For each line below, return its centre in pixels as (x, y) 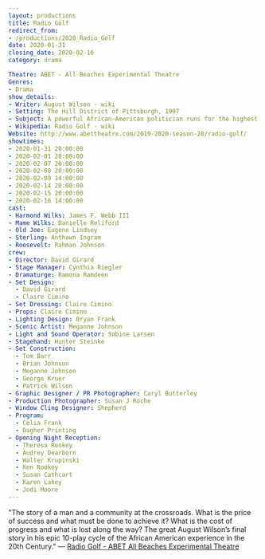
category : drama (35, 61)
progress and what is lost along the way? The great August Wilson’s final (127, 529)
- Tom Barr (33, 356)
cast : (17, 208)
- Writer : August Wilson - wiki (62, 104)
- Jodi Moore (37, 490)
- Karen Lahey (39, 482)
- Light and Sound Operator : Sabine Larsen (82, 334)
